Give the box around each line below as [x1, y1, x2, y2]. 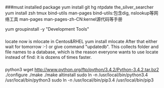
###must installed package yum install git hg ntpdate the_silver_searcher [5, 4, 154, 10]
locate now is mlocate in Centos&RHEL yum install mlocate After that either [5, 38, 158, 44]
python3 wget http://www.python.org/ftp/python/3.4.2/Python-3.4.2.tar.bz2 [5, 66, 159, 72]
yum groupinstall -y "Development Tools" [5, 26, 89, 32]
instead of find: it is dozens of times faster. [5, 54, 92, 60]
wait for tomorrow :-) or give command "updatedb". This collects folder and [5, 44, 159, 49]
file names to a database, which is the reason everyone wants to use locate [5, 49, 159, 55]
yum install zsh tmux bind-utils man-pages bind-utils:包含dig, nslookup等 [5, 10, 154, 16]
